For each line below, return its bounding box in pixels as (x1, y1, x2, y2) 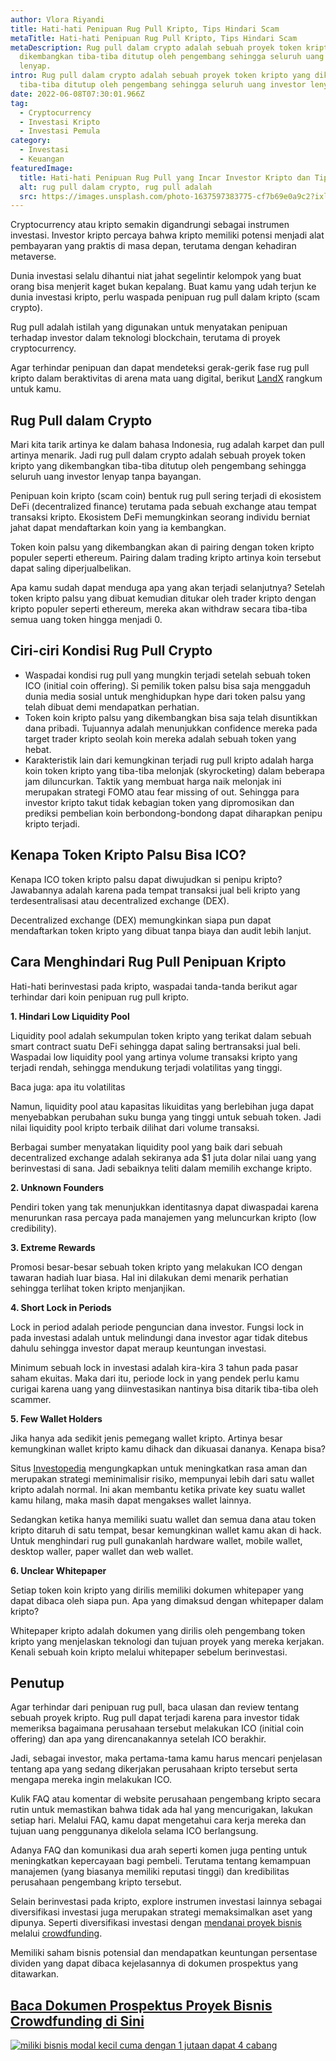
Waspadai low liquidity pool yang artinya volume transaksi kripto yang (10, 1051, 298, 1063)
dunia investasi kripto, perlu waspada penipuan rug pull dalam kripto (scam (10, 291, 320, 303)
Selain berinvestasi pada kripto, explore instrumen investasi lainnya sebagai (10, 1896, 322, 1908)
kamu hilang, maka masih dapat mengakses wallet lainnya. (10, 1494, 252, 1506)
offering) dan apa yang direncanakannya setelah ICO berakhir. (10, 1733, 267, 1745)
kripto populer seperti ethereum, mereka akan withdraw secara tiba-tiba (10, 603, 308, 615)
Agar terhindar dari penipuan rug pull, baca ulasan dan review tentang (10, 1701, 300, 1713)
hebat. (24, 743, 52, 755)
